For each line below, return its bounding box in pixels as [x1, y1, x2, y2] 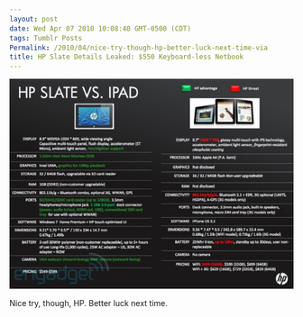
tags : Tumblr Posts [9, 33, 83, 42]
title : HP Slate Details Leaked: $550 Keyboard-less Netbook [9, 52, 244, 62]
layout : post [9, 14, 59, 23]
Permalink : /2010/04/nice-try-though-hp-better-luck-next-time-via [9, 43, 269, 52]
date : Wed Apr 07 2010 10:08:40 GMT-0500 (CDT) [9, 23, 192, 33]
